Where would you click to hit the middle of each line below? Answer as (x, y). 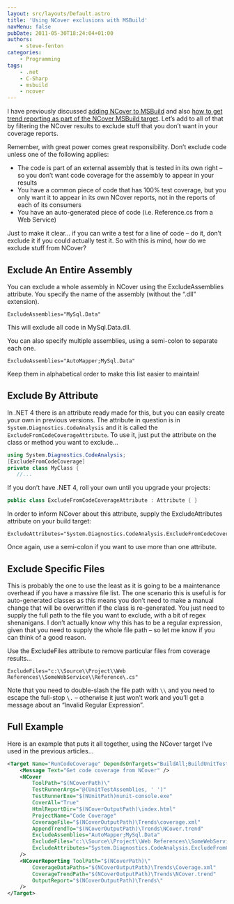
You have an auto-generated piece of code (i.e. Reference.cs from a (115, 213)
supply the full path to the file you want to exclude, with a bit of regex (107, 615)
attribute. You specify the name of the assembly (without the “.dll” (102, 294)
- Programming (40, 59)
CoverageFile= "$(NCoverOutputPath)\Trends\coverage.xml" (116, 822)
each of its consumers (49, 205)
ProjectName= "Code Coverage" (75, 815)
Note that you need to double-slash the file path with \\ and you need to (111, 690)
